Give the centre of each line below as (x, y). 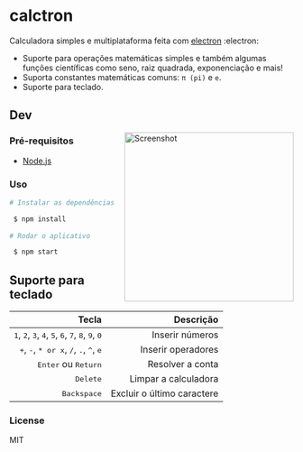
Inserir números (185, 335)
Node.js (37, 161)
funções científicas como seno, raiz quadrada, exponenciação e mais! (153, 68)
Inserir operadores (179, 350)
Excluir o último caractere (165, 393)
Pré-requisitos (41, 141)
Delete (88, 378)
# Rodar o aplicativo (50, 235)
